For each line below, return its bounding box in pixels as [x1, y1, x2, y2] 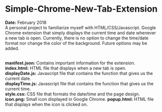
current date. [5, 75, 31, 81]
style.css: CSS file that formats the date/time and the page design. [5, 91, 140, 97]
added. [5, 45, 20, 51]
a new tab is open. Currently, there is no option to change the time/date [5, 35, 149, 41]
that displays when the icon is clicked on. [5, 101, 88, 107]
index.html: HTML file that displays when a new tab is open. [5, 65, 127, 71]
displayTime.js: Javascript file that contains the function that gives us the [5, 80, 154, 86]
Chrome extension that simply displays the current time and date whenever [5, 30, 156, 36]
